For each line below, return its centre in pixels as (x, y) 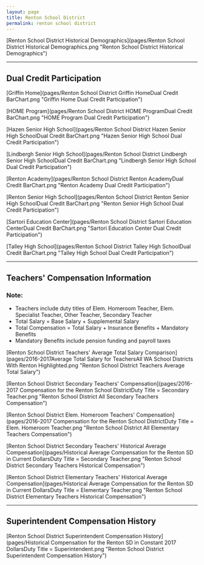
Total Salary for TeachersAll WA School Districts (133, 359)
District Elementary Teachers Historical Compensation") (76, 496)
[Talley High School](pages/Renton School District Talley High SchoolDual (99, 246)
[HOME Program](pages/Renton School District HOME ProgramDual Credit (99, 111)
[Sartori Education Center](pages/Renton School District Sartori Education (99, 222)
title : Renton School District (46, 18)
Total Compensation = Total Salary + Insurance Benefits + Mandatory (102, 328)
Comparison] (161, 352)
